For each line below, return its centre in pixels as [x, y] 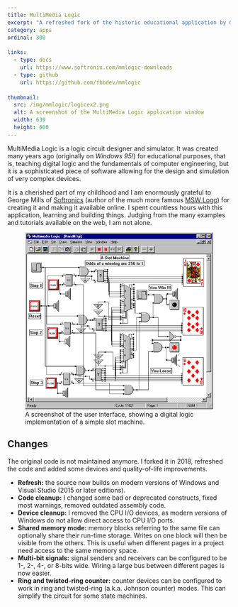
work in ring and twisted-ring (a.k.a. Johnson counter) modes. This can [121, 588]
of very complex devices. [44, 178]
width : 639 [30, 120]
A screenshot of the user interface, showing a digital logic [109, 414]
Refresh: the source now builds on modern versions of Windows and [118, 482]
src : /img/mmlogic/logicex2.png [62, 105]
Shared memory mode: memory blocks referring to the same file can [119, 527]
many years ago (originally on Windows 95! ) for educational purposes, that [117, 155]
